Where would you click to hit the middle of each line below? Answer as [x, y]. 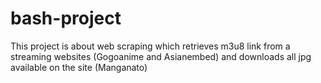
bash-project [66, 18]
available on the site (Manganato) [79, 67]
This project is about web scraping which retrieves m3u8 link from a [150, 46]
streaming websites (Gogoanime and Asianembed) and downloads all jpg [161, 56]
